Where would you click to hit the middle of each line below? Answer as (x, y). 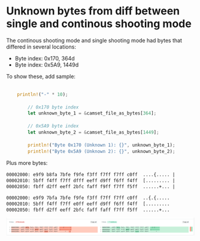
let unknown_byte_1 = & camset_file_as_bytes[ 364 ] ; (92, 113)
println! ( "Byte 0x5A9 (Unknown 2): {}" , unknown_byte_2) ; (101, 151)
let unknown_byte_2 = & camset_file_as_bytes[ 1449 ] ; (94, 132)
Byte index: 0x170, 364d (45, 58)
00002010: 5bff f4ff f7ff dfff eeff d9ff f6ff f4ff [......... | (91, 180)
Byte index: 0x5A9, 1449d (47, 65)
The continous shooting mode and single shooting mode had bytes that (94, 40)
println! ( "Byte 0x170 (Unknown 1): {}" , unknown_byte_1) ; (101, 145)
